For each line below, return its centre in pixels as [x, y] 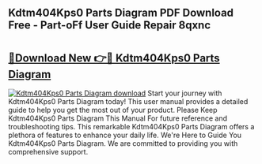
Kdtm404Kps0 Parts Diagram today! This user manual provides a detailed [128, 101]
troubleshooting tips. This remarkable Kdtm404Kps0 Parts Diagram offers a [131, 127]
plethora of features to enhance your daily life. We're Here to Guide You [125, 135]
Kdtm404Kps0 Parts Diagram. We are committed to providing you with [123, 143]
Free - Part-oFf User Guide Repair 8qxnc [110, 26]
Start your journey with [185, 93]
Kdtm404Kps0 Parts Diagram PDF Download [121, 13]
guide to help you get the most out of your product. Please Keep [113, 110]
